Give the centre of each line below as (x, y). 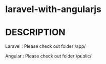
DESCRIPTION (35, 33)
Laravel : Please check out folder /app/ (45, 46)
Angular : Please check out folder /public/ (48, 56)
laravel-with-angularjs (54, 9)
